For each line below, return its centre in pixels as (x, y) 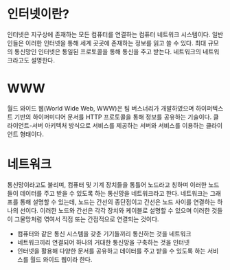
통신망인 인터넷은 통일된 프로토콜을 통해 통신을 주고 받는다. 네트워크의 (107, 52)
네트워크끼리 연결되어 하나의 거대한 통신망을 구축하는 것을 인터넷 (103, 242)
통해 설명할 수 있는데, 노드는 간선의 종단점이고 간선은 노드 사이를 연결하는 (118, 202)
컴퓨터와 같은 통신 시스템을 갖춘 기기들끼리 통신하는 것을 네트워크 (104, 234)
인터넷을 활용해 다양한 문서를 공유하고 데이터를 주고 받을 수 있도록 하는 (111, 251)
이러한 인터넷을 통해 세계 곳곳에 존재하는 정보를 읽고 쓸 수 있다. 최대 (116, 43)
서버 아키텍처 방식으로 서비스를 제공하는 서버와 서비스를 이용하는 (118, 125)
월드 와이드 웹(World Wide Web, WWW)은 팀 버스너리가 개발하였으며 (101, 108)
